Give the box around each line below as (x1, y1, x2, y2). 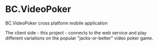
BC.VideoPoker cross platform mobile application (5, 20, 108, 26)
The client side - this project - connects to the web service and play (5, 29, 147, 35)
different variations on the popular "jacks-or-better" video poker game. (5, 35, 153, 41)
